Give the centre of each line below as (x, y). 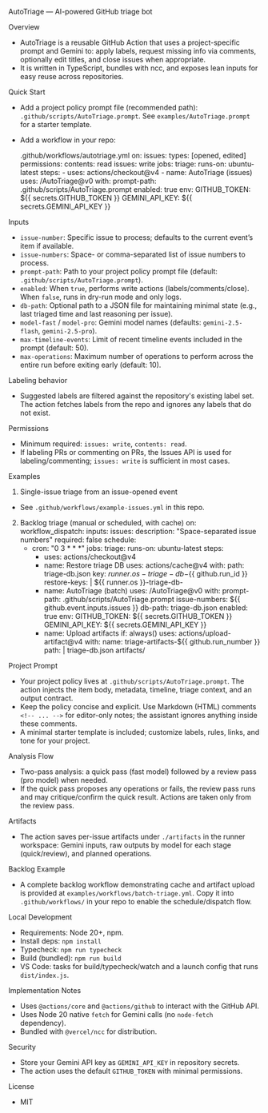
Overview (24, 27)
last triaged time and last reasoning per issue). (96, 314)
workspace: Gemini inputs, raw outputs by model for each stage (126, 845)
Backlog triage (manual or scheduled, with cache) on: (108, 523)
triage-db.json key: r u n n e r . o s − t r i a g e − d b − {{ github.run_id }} (146, 574)
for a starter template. (56, 124)
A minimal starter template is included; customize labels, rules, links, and (140, 732)
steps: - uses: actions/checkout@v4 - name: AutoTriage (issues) (146, 172)
